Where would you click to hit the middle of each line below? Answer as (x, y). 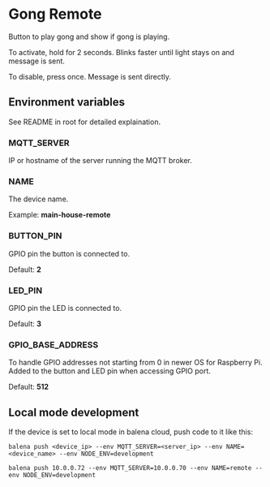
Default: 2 (25, 269)
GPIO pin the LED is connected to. (65, 308)
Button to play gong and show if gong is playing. (89, 37)
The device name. (39, 199)
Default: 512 (29, 387)
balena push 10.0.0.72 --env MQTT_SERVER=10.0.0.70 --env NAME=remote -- (136, 468)
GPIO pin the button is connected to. (69, 253)
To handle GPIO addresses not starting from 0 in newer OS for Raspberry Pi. (135, 363)
